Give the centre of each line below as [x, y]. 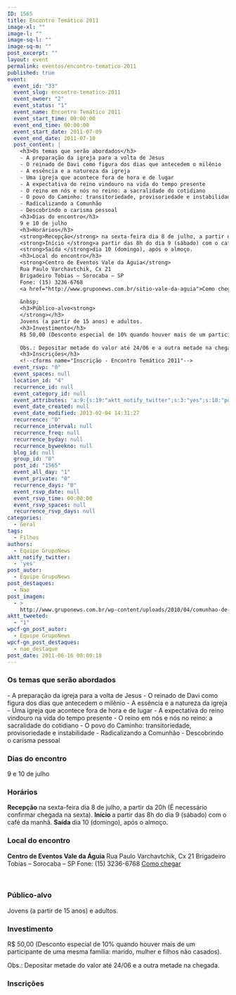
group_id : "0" [34, 459]
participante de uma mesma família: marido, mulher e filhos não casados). [114, 952]
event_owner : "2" [39, 99]
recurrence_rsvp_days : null [55, 511]
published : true [31, 73]
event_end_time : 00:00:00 [52, 125]
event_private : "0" [42, 479]
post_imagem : [26, 596]
